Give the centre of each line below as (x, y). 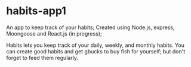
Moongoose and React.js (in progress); (54, 33)
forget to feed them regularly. (42, 58)
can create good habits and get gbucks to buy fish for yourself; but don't (96, 51)
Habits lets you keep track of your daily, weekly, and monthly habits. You (95, 45)
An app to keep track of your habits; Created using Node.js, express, (90, 27)
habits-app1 (36, 11)
